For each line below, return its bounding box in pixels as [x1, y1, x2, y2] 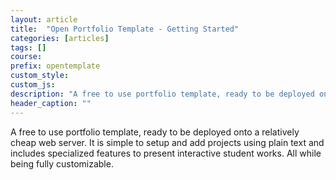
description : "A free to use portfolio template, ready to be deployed [10, 89, 315, 99]
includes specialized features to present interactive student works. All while [10, 147, 322, 159]
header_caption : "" [10, 98, 92, 108]
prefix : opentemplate [10, 61, 101, 71]
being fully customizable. [10, 157, 114, 170]
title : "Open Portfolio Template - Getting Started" [10, 24, 240, 34]
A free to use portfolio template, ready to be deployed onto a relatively [10, 126, 300, 138]
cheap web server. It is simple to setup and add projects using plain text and [10, 136, 325, 148]
